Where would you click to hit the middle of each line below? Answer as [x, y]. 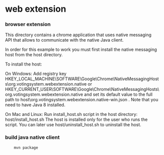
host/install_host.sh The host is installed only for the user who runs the [76, 120]
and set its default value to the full [118, 94]
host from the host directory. [34, 55]
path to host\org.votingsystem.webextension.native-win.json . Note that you [82, 100]
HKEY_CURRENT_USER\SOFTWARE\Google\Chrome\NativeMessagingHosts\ [82, 89]
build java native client [32, 137]
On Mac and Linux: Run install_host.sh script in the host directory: [71, 114]
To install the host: [24, 64]
